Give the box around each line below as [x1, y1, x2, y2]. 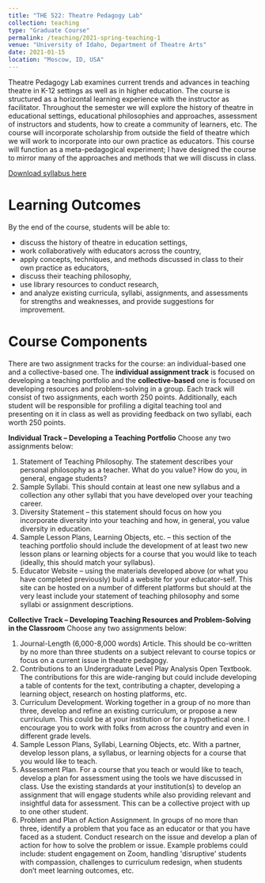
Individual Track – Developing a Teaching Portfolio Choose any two [8, 433, 231, 442]
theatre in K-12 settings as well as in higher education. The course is [8, 85, 231, 95]
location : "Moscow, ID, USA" [8, 56, 104, 64]
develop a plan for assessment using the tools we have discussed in [19, 773, 242, 783]
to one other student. [19, 806, 89, 816]
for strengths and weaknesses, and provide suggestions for [19, 296, 214, 305]
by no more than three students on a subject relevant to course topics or [19, 646, 256, 657]
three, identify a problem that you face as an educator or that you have [19, 824, 251, 833]
